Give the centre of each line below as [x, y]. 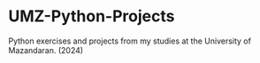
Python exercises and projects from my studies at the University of [130, 41]
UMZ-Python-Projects [92, 16]
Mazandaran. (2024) [46, 50]
